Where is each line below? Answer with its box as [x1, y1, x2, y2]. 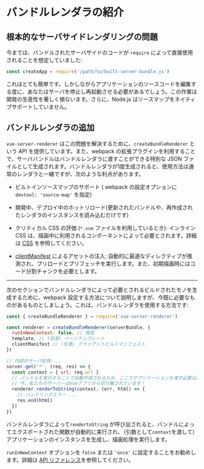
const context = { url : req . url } [12, 369, 99, 375]
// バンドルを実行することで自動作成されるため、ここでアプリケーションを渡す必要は [12, 375, 196, 381]
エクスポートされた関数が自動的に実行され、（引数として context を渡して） [11, 428, 195, 435]
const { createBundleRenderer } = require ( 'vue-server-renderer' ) [6, 313, 178, 320]
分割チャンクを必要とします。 [25, 267, 100, 275]
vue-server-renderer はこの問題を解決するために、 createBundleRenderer [6, 140, 188, 147]
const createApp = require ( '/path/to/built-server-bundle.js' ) [6, 69, 170, 75]
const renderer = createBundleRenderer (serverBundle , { [6, 324, 151, 330]
